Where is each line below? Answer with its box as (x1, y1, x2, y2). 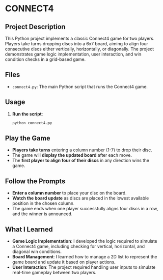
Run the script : (12, 111, 43, 117)
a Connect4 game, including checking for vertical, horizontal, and (12, 243, 145, 249)
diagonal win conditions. (12, 249, 62, 254)
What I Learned (5, 225, 53, 233)
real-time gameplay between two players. (12, 269, 97, 275)
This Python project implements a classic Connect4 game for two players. (5, 35, 155, 41)
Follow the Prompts (5, 177, 65, 185)
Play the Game (5, 134, 51, 142)
